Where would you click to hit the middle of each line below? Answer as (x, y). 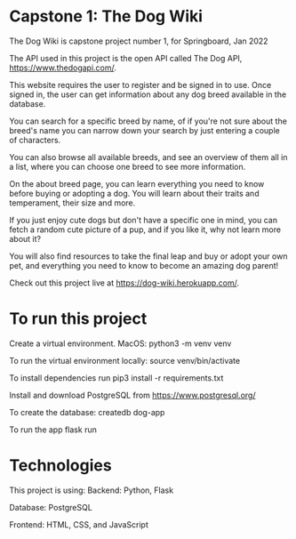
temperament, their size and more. (72, 203)
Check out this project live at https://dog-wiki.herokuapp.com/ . (124, 283)
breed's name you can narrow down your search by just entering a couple (144, 130)
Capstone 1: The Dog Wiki (106, 16)
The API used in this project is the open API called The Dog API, (126, 58)
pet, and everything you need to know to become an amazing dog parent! (144, 265)
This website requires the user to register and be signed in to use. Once (140, 84)
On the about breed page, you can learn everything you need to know (137, 183)
